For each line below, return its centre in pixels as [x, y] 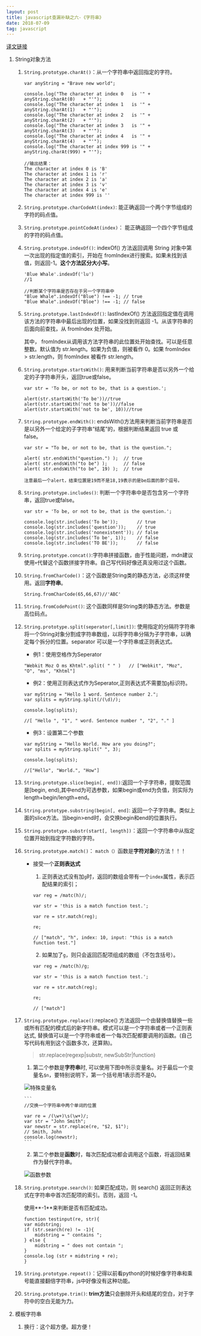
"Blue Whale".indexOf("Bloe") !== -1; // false [84, 302]
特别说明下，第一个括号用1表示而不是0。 [109, 1075]
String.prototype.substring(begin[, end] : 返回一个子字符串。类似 [107, 810]
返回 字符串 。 [50, 583]
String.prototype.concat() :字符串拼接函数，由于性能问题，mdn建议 [108, 555]
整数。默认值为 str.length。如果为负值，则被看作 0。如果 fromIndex [107, 349]
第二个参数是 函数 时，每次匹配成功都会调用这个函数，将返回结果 [112, 1155]
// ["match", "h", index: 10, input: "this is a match [103, 938]
